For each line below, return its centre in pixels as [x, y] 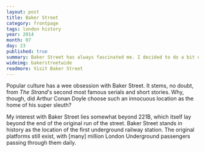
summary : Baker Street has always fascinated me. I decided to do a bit [101, 57]
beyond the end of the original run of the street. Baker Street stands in [95, 123]
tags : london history [34, 29]
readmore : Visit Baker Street [45, 68]
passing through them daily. [41, 143]
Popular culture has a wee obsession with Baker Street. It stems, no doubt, [100, 86]
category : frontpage [33, 23]
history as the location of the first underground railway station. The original [100, 130]
